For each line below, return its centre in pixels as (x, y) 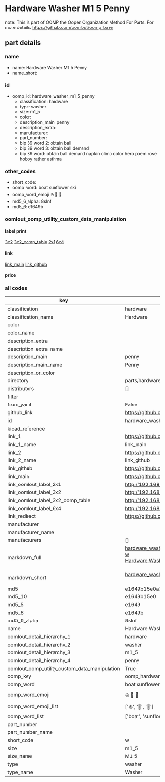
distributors (21, 389)
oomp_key (20, 676)
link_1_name (22, 445)
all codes (16, 288)
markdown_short (27, 578)
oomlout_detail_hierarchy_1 (39, 637)
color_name (21, 333)
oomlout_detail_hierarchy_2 (39, 645)
